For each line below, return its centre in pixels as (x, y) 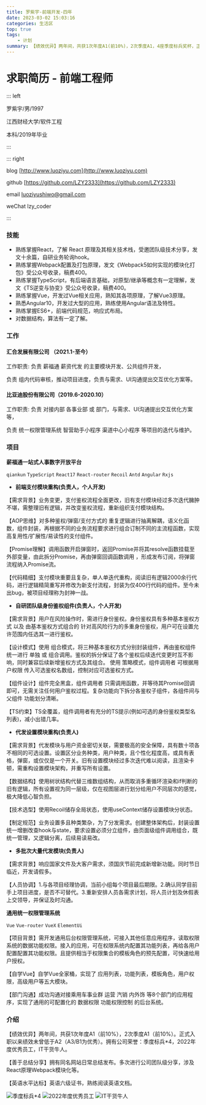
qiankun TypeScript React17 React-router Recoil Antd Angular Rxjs (90, 475)
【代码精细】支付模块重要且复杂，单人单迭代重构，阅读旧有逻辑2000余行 (99, 577)
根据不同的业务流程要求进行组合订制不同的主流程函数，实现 (124, 528)
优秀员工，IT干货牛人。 (41, 1049)
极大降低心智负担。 (31, 796)
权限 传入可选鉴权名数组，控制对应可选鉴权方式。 (74, 670)
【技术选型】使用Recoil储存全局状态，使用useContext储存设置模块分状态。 (101, 809)
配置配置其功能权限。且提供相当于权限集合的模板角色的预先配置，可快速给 (100, 953)
